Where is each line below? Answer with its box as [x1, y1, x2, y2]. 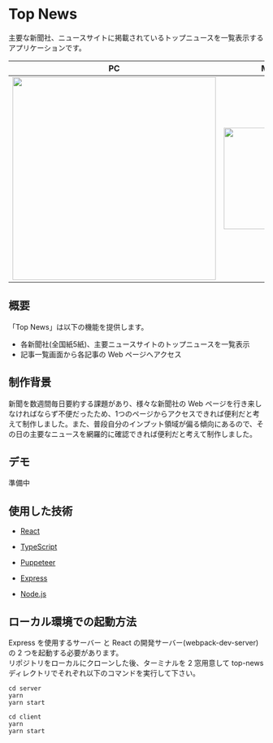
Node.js [19, 590, 47, 599]
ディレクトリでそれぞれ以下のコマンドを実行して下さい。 [8, 668, 201, 678]
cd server [8, 685, 42, 693]
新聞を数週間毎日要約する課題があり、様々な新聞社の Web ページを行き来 [8, 399, 255, 408]
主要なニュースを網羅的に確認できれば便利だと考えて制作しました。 [29, 429, 258, 438]
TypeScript [19, 542, 58, 552]
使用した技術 [8, 504, 73, 518]
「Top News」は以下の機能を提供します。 [8, 322, 149, 331]
